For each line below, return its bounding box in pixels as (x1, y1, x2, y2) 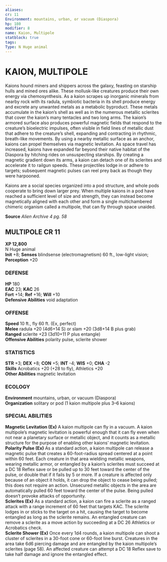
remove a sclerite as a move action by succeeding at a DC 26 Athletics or (5, 519, 156, 525)
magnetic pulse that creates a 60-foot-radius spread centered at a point (5, 450, 153, 456)
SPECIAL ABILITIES (5, 413, 52, 420)
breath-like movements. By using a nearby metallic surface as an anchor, (5, 135, 155, 141)
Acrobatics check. (5, 525, 43, 531)
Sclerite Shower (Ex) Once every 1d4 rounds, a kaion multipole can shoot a (5, 530, 160, 536)
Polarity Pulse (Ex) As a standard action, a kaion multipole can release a (5, 445, 154, 451)
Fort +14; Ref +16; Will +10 (5, 291, 60, 297)
